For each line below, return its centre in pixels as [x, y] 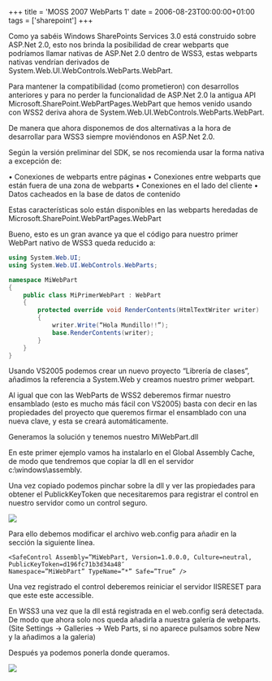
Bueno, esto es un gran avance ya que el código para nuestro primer [123, 234]
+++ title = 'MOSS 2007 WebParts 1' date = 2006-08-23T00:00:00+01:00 [132, 12]
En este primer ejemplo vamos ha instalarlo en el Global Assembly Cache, [132, 453]
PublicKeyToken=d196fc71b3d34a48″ [67, 565]
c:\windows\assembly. [45, 470]
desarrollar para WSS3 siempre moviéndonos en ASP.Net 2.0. [112, 137]
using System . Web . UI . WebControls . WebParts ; [83, 265]
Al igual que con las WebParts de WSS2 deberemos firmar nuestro [120, 395]
